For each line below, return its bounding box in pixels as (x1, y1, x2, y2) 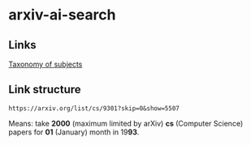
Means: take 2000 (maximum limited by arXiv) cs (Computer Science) (8, 118, 244, 128)
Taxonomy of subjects (8, 59, 83, 69)
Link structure (8, 83, 81, 96)
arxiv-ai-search (8, 6, 116, 24)
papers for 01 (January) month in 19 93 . (8, 127, 140, 137)
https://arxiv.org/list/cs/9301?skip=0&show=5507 (8, 104, 180, 113)
